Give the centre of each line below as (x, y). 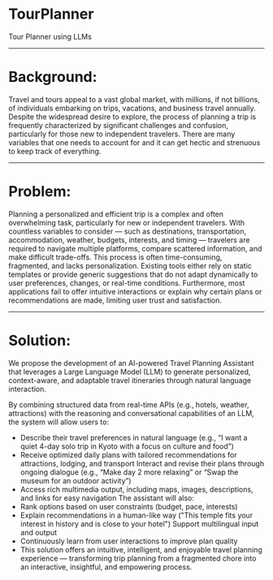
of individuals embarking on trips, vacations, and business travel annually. (132, 108)
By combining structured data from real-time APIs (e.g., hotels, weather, (129, 404)
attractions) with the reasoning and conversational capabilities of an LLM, (131, 413)
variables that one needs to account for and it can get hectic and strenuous (134, 142)
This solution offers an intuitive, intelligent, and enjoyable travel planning (141, 549)
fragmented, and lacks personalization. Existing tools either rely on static (130, 265)
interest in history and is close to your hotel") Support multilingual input (139, 523)
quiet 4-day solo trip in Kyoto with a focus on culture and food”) (127, 446)
